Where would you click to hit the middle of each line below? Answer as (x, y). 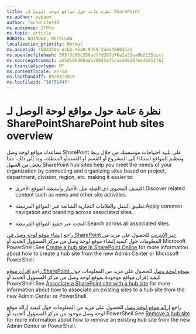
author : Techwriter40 (33, 22)
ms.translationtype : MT (36, 66)
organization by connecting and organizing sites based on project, (86, 171)
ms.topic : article (29, 33)
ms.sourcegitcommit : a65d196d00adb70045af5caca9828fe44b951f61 (85, 60)
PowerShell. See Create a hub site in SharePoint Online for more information (98, 247)
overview (30, 136)
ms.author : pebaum (29, 17)
